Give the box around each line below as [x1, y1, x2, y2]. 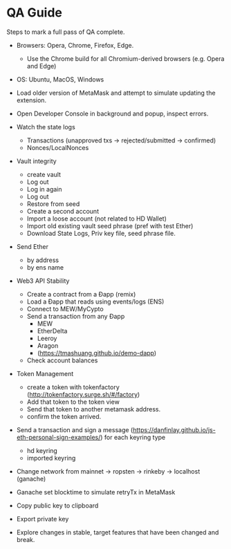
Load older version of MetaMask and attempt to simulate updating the [16, 89, 216, 97]
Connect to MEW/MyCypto [26, 304, 104, 313]
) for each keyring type [100, 433, 166, 441]
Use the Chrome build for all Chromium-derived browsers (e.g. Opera [26, 54, 225, 63]
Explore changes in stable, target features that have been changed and [16, 528, 219, 537]
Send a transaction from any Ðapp [26, 312, 125, 320]
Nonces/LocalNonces [26, 143, 89, 151]
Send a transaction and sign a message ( [16, 425, 133, 434]
